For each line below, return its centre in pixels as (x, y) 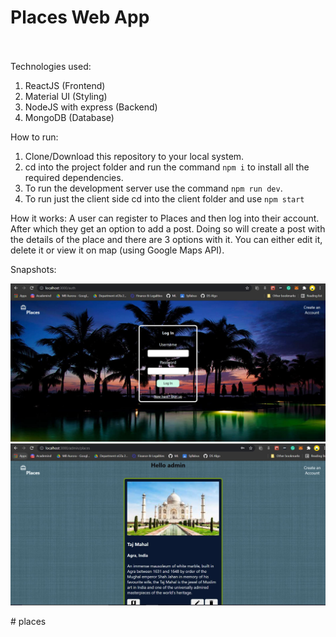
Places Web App (80, 17)
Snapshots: (33, 269)
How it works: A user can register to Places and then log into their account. (165, 218)
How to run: (34, 137)
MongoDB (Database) (69, 117)
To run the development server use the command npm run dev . (153, 188)
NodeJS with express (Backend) (91, 107)
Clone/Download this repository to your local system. (134, 156)
